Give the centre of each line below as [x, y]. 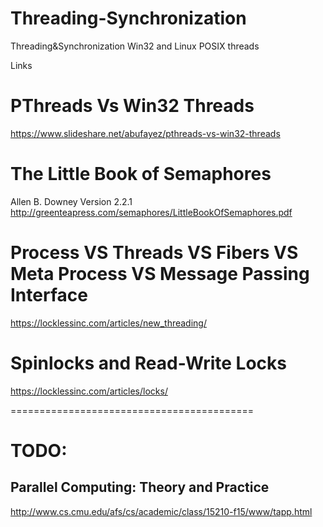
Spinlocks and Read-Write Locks [149, 363]
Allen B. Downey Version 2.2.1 [71, 201]
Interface [49, 295]
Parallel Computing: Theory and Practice [140, 487]
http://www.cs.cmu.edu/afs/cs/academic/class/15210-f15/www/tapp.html [161, 511]
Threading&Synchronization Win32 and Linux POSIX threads [135, 46]
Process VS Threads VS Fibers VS [154, 253]
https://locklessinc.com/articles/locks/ [89, 391]
